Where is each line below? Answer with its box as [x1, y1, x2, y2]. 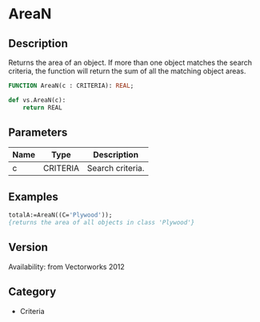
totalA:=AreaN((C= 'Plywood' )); [8, 211, 113, 220]
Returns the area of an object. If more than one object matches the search [8, 58, 253, 67]
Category [8, 285, 57, 299]
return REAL [22, 103, 62, 112]
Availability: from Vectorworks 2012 [8, 261, 126, 272]
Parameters [8, 125, 68, 140]
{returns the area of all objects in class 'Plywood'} [8, 219, 195, 227]
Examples [8, 189, 58, 204]
